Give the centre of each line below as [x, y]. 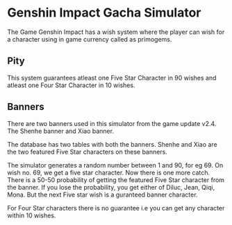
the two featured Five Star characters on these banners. [88, 152]
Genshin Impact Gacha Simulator [104, 13]
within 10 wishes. [32, 215]
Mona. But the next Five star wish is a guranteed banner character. [102, 195]
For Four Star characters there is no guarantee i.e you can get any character [116, 208]
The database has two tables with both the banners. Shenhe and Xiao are [112, 144]
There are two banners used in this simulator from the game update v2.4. [112, 123]
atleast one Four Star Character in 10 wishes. [71, 85]
